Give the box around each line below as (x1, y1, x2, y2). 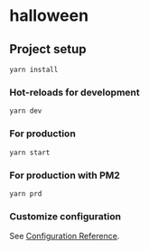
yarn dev (9, 106, 42, 116)
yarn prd (9, 189, 42, 199)
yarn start (9, 148, 51, 157)
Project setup (9, 42, 88, 57)
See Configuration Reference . (9, 231, 120, 242)
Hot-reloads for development (9, 86, 140, 98)
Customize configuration (9, 209, 122, 222)
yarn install (9, 65, 59, 74)
